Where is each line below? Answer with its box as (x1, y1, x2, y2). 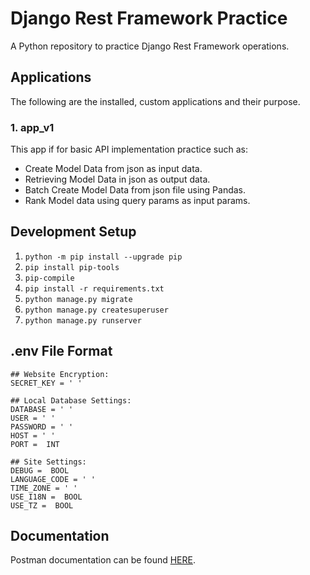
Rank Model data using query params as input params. (24, 195, 251, 207)
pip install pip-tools (24, 262, 120, 272)
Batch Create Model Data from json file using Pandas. (24, 184, 247, 196)
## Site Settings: (10, 457, 87, 467)
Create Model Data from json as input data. (24, 163, 203, 175)
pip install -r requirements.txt (24, 283, 165, 294)
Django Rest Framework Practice (10, 7, 288, 30)
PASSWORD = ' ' (10, 422, 74, 432)
